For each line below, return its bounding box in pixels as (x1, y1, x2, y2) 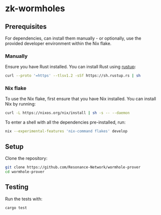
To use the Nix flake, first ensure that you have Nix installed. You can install (5, 96, 156, 102)
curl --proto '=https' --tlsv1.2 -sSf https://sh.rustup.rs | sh (5, 73, 141, 78)
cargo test (5, 205, 27, 210)
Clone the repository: (5, 155, 48, 161)
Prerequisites (5, 22, 47, 31)
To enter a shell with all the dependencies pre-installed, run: (5, 119, 126, 125)
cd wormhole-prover (5, 169, 45, 174)
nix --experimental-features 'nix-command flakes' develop (5, 129, 128, 134)
